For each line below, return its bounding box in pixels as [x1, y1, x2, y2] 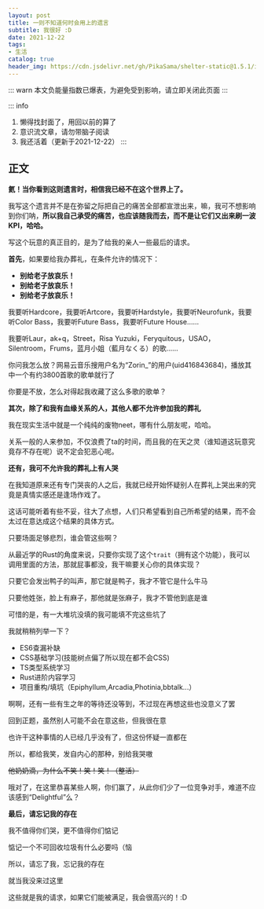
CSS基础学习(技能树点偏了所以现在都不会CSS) [19, 653, 170, 662]
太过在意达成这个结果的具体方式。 [8, 516, 119, 526]
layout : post [8, 11, 51, 20]
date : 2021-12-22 [8, 33, 65, 42]
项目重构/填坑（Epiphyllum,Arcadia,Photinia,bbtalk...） [19, 682, 196, 691]
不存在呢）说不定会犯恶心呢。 [21, 446, 119, 456]
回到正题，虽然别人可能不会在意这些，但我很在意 [8, 716, 167, 725]
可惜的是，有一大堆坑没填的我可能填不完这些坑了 [8, 610, 167, 619]
